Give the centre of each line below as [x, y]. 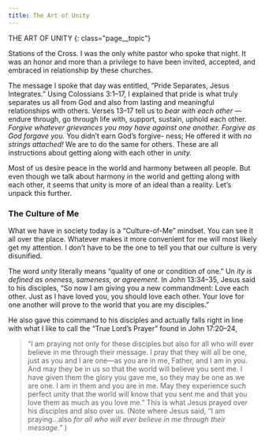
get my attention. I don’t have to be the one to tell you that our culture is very [133, 247]
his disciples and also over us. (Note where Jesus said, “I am [126, 411]
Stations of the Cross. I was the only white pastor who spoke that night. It [127, 53]
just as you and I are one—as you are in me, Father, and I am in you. [137, 360]
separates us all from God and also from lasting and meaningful [111, 102]
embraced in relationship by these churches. [81, 70]
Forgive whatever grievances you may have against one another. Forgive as [132, 127]
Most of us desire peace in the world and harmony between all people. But [129, 167]
